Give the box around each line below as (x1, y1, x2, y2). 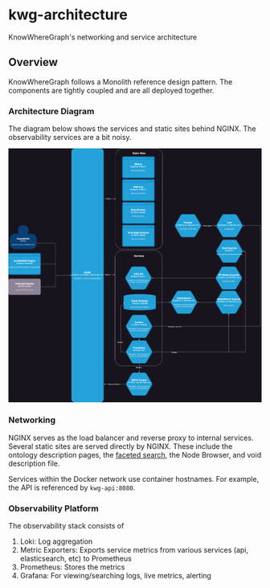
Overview (8, 56, 59, 69)
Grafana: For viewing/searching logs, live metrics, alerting (19, 571, 211, 581)
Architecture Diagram (8, 105, 95, 117)
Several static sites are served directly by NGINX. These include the (8, 441, 233, 451)
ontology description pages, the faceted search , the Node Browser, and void (8, 450, 262, 459)
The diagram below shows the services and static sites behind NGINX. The (8, 124, 256, 134)
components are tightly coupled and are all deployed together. (8, 85, 215, 95)
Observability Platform (8, 503, 99, 514)
